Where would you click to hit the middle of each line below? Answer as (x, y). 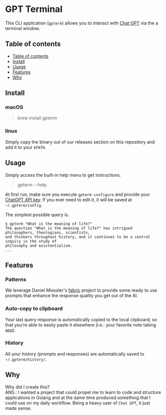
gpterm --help (32, 185)
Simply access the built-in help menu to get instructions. (63, 175)
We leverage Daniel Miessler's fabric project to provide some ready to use (81, 290)
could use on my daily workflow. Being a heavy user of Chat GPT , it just (78, 403)
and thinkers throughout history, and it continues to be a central (78, 237)
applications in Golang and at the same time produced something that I (78, 398)
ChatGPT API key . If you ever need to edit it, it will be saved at (69, 200)
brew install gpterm (37, 118)
